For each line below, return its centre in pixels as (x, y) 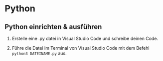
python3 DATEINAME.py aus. (39, 53)
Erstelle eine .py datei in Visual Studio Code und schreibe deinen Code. (85, 38)
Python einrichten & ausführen (53, 27)
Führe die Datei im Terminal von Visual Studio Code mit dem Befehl (81, 48)
